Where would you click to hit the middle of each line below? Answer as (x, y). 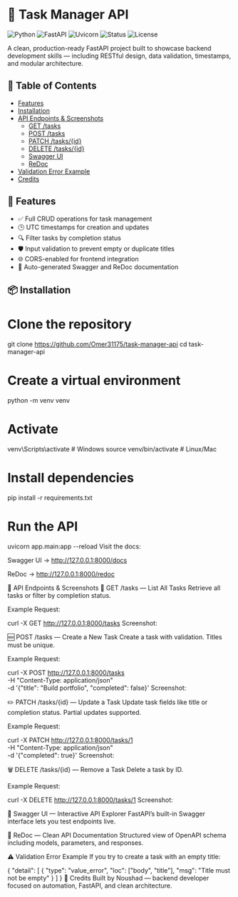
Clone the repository (69, 325)
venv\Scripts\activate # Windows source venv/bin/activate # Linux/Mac (112, 448)
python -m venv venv (38, 400)
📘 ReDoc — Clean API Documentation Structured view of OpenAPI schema (117, 835)
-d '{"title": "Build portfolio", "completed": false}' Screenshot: (97, 688)
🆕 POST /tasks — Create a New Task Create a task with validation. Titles (115, 637)
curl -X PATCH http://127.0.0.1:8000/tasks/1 (70, 740)
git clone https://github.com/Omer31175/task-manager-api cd (97, 344)
